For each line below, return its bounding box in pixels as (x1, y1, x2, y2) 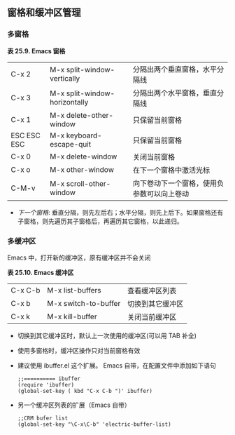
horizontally (50, 97, 89, 107)
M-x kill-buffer (46, 312, 97, 321)
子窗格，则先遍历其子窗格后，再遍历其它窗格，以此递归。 (17, 217, 183, 225)
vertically (50, 73, 80, 83)
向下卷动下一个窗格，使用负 (132, 178, 225, 188)
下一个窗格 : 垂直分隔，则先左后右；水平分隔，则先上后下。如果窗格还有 (17, 208, 224, 216)
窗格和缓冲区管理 (7, 6, 81, 19)
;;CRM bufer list (17, 415, 69, 422)
